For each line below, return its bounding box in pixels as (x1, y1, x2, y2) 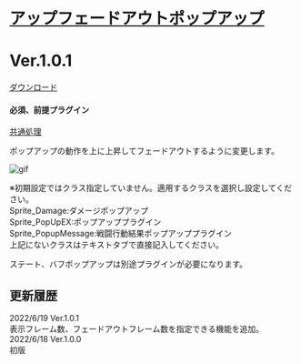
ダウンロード (9, 82, 57, 93)
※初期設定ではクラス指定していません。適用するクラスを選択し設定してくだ (9, 183, 293, 194)
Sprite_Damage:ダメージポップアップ (9, 206, 148, 217)
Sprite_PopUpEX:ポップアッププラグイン (9, 217, 162, 227)
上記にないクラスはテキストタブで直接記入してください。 (9, 239, 225, 250)
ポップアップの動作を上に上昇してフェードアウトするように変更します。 (9, 146, 280, 157)
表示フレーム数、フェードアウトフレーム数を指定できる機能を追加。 (9, 324, 264, 335)
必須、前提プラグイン (9, 104, 89, 115)
